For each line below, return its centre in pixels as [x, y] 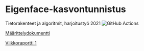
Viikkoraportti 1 [21, 43]
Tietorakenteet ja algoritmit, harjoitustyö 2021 [53, 23]
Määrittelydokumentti [28, 33]
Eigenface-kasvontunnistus [66, 9]
